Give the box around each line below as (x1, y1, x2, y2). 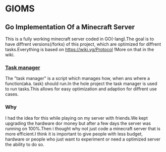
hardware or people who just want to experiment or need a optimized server (5, 136, 161, 142)
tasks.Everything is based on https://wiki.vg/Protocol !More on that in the (5, 47, 155, 52)
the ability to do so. (5, 141, 45, 147)
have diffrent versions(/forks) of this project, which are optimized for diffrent (5, 41, 161, 47)
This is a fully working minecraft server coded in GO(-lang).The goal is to (5, 36, 155, 42)
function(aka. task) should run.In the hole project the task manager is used (5, 80, 158, 87)
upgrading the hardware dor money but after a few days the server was (5, 120, 151, 126)
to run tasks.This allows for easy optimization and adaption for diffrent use (5, 86, 157, 92)
